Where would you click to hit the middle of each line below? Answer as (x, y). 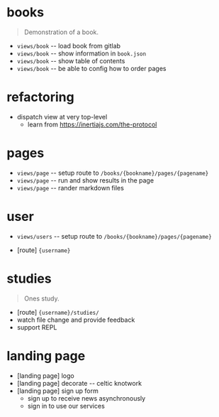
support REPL (37, 327)
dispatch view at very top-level (62, 117)
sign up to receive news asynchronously (86, 398)
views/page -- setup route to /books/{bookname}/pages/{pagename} (113, 173)
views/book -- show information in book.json (82, 53)
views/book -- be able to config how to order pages (91, 68)
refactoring (41, 97)
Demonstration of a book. (61, 32)
